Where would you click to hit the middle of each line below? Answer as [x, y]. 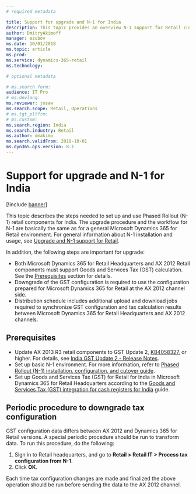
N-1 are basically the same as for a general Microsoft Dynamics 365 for [92, 228]
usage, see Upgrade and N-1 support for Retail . [63, 240]
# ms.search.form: [28, 87]
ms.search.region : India [36, 125]
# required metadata [31, 11]
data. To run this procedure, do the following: [60, 444]
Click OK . [26, 467]
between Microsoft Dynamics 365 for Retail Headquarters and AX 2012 [100, 313]
